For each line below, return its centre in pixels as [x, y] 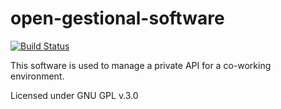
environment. [37, 76]
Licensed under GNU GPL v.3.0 [74, 95]
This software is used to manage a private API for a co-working [141, 65]
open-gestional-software [117, 18]
